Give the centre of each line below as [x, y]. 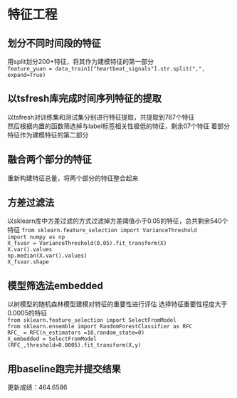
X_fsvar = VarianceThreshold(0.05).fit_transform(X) [87, 243]
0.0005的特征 [27, 313]
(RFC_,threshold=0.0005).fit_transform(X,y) [74, 345]
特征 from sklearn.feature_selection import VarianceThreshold [102, 230]
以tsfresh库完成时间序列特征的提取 [85, 99]
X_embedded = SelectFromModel [52, 339]
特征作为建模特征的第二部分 [48, 135]
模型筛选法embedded [55, 286]
